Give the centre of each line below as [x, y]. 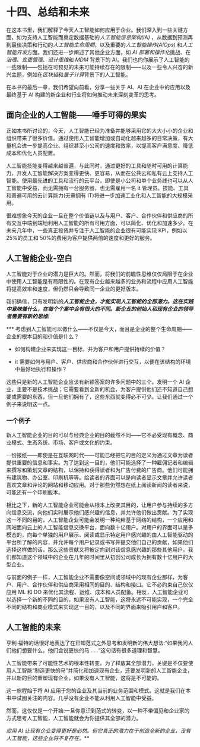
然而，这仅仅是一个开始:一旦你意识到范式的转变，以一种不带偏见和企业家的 [98, 710]
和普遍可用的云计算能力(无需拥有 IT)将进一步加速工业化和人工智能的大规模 [97, 195]
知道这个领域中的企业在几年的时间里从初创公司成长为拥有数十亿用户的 [102, 557]
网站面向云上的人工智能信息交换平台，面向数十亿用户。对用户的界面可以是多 [100, 527]
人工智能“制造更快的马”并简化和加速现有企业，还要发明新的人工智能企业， [102, 670]
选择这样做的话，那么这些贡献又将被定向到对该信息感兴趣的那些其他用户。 [97, 549]
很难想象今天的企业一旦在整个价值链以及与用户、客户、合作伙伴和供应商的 [97, 215]
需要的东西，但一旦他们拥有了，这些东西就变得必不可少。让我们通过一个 [105, 396]
